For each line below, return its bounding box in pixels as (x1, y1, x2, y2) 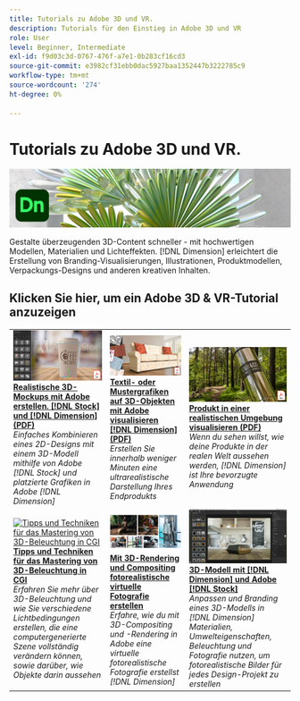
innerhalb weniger (110, 452, 177, 464)
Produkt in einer (188, 403, 250, 414)
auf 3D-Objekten (110, 396, 176, 407)
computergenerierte (12, 631, 87, 642)
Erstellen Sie (110, 443, 156, 454)
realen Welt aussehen (188, 451, 270, 461)
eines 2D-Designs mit (12, 438, 95, 449)
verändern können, (12, 650, 83, 661)
